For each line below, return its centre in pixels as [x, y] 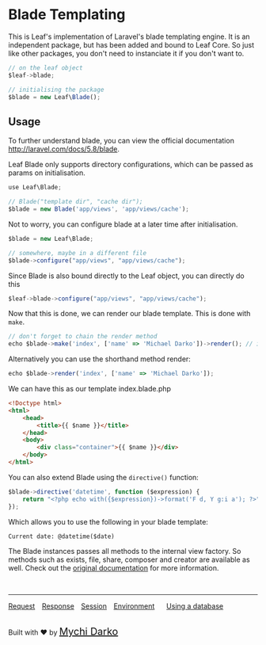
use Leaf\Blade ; [35, 188]
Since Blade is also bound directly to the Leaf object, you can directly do [126, 276]
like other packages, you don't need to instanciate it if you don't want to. [126, 53]
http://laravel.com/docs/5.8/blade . [64, 149]
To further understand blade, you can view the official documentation [122, 141]
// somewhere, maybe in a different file [78, 253]
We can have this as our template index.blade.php [90, 389]
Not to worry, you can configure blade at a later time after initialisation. [123, 224]
